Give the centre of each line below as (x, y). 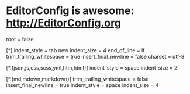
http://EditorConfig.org (64, 23)
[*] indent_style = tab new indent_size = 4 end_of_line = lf (75, 50)
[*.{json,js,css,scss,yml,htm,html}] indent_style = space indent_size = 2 (92, 67)
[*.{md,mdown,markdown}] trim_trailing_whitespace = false (77, 79)
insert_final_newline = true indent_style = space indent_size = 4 (82, 85)
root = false (20, 39)
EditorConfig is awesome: (70, 11)
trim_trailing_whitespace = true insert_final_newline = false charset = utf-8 (95, 56)
